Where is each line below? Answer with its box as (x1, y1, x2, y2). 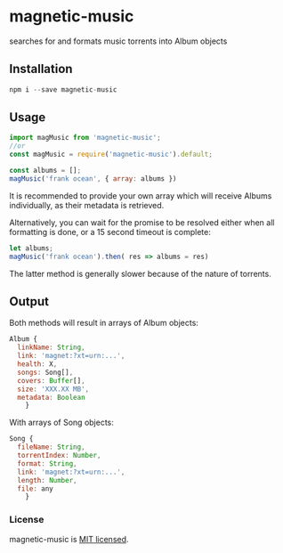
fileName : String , (17, 443, 86, 451)
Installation (9, 61, 73, 77)
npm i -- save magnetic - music (9, 85, 117, 94)
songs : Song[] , (17, 368, 74, 377)
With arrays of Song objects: (9, 417, 114, 428)
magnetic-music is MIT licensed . (9, 533, 129, 544)
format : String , (17, 459, 77, 468)
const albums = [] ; (9, 167, 82, 175)
